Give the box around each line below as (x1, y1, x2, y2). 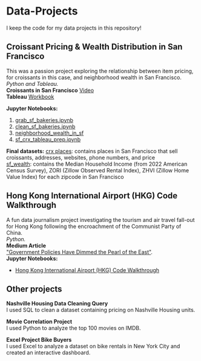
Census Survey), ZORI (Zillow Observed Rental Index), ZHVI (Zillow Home (6, 166, 189, 174)
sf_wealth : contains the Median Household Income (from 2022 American (6, 160, 188, 167)
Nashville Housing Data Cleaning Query (6, 300, 108, 307)
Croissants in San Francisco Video (6, 86, 94, 94)
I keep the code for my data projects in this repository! (6, 24, 142, 31)
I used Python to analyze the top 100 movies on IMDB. (6, 325, 141, 332)
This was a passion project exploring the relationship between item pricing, (6, 67, 194, 74)
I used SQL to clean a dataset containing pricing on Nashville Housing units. (6, 307, 196, 314)
